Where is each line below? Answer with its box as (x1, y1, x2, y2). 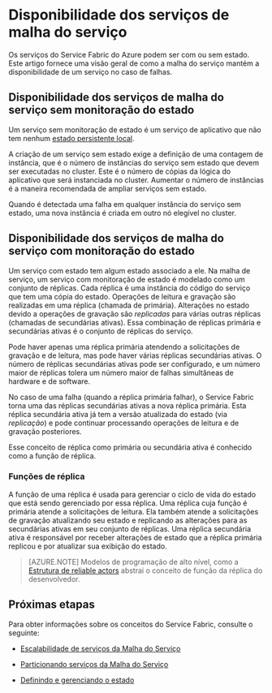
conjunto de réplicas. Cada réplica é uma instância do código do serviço (8, 282, 251, 293)
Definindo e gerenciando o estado (19, 675, 135, 685)
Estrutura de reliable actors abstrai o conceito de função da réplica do (28, 566, 263, 575)
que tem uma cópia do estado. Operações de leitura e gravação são (8, 291, 236, 301)
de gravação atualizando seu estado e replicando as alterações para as (8, 515, 248, 525)
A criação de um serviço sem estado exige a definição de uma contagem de (8, 148, 264, 159)
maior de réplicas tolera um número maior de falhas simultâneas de (8, 368, 234, 377)
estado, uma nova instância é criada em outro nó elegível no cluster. (8, 208, 237, 217)
